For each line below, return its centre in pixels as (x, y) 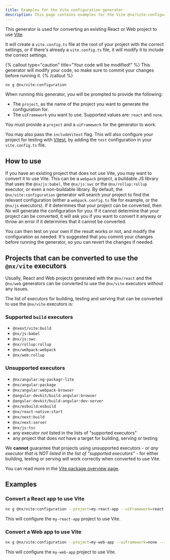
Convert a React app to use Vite (45, 498)
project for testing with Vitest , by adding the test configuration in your (78, 140)
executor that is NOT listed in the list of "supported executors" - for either (82, 453)
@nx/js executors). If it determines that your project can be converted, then (83, 206)
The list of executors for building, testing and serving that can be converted (84, 298)
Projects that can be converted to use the (72, 258)
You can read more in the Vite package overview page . (62, 469)
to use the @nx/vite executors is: (39, 304)
